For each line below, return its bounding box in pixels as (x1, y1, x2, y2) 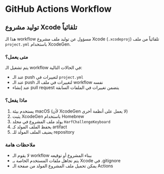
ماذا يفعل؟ (5, 97, 28, 104)
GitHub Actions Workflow (5, 3, 112, 15)
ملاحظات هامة (5, 141, 35, 148)
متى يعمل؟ (5, 53, 29, 60)
